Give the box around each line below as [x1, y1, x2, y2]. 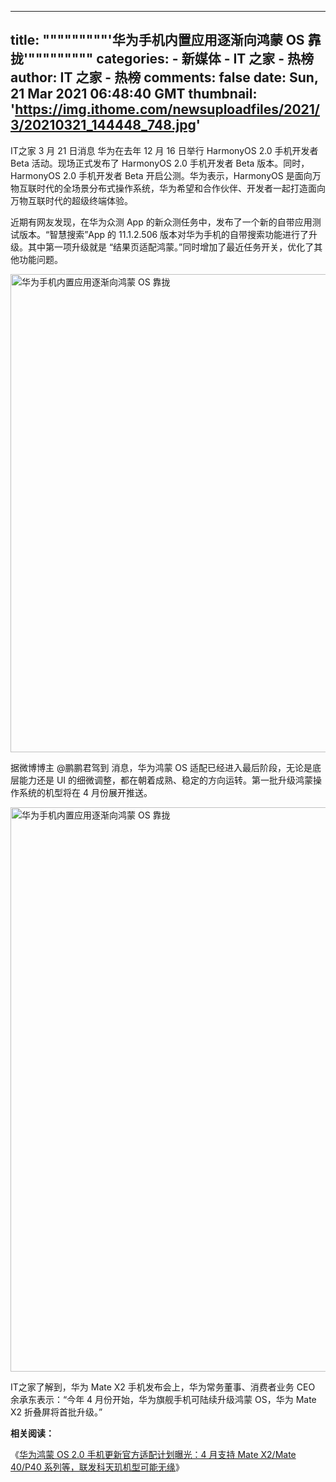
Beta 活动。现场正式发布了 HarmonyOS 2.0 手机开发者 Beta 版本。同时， [10, 157, 310, 169]
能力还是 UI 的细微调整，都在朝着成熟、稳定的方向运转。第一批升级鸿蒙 [18, 774, 314, 786]
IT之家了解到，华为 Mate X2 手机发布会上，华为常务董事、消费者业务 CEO [10, 1381, 316, 1393]
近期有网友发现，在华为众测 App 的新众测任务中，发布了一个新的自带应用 [10, 216, 313, 228]
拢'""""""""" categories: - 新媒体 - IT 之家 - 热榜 [10, 51, 315, 68]
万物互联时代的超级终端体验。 [10, 194, 133, 206]
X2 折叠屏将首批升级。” [10, 1406, 103, 1418]
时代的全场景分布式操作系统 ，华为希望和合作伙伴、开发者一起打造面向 [36, 182, 326, 194]
